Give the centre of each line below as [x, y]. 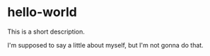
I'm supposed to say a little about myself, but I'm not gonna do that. [105, 45]
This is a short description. [46, 31]
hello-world [42, 12]
